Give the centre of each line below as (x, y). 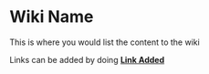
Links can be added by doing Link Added (87, 59)
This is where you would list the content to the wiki (105, 42)
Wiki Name (52, 17)
